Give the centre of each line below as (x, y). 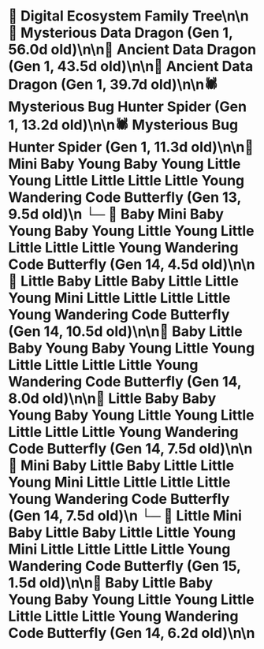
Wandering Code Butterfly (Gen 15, (125, 566)
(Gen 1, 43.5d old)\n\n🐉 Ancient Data (131, 67)
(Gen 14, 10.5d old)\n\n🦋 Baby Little (125, 332)
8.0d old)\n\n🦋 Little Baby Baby (112, 399)
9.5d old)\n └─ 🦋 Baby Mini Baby (116, 214)
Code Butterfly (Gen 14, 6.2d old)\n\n (132, 633)
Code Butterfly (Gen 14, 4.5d (103, 265)
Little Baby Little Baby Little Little (130, 281)
